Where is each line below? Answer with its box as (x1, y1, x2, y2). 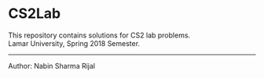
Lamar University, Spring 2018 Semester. (8, 38, 140, 48)
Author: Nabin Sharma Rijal (8, 61, 96, 70)
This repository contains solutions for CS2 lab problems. (8, 30, 191, 40)
